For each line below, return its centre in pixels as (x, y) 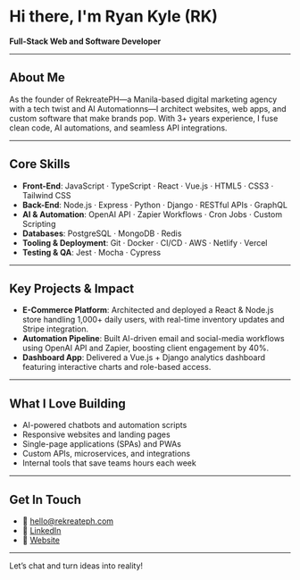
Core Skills (40, 164)
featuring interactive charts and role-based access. (117, 367)
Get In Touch (46, 499)
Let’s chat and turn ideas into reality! (76, 566)
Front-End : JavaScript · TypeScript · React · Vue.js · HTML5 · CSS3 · (148, 186)
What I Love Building (68, 403)
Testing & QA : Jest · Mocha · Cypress (92, 252)
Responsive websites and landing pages (96, 434)
